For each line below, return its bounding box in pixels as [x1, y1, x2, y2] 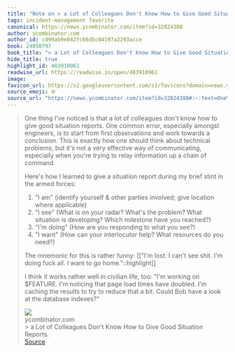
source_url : [7, 95, 42, 102]
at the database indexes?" [24, 295, 100, 303]
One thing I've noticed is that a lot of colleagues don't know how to [24, 114, 218, 122]
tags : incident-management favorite [7, 17, 114, 24]
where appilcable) [34, 201, 87, 209]
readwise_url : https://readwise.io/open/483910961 [7, 69, 158, 76]
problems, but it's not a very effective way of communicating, [24, 144, 201, 152]
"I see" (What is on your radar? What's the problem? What [34, 208, 203, 216]
